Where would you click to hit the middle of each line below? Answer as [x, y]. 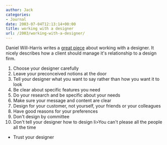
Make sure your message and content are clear [62, 101]
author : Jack [19, 10]
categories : [18, 15]
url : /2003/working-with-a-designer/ [45, 33]
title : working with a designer [40, 29]
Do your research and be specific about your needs [67, 95]
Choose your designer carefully [46, 68]
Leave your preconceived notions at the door [60, 74]
